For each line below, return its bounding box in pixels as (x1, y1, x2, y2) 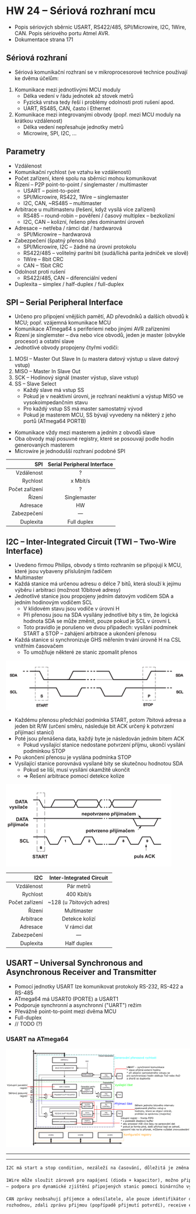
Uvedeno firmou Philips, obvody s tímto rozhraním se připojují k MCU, (14, 561, 182, 568)
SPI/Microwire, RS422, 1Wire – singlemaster (23, 193, 129, 200)
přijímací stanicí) (14, 729, 54, 736)
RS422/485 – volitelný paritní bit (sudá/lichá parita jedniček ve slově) (23, 249, 189, 256)
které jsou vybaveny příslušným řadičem (14, 567, 112, 575)
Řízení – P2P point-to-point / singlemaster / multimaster (14, 180, 148, 188)
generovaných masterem (14, 441, 75, 449)
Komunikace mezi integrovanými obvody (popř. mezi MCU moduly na (14, 111, 181, 118)
